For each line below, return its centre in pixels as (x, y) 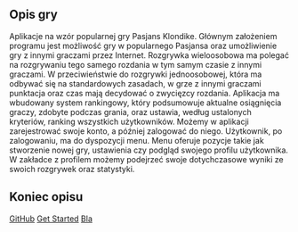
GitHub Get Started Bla (51, 219)
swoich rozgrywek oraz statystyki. (72, 169)
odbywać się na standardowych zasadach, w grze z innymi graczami (135, 83)
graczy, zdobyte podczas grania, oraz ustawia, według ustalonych (130, 112)
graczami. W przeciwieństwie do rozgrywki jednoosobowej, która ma (136, 74)
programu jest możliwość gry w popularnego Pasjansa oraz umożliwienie (143, 46)
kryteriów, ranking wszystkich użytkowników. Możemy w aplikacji (129, 121)
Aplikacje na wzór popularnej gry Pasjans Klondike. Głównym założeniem (143, 36)
